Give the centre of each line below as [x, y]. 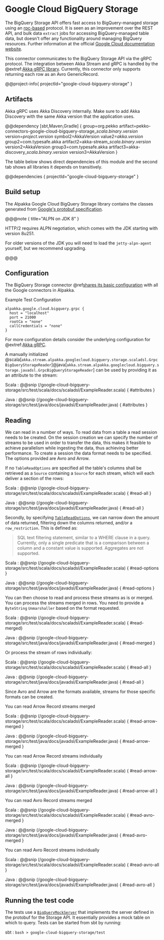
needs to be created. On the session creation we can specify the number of [82, 438]
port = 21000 [23, 317]
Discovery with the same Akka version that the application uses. [70, 116]
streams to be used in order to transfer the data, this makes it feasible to [78, 443]
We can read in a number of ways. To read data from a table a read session [81, 432]
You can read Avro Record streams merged [49, 801]
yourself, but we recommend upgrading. [46, 248]
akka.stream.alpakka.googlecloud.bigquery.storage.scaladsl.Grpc [90, 360]
